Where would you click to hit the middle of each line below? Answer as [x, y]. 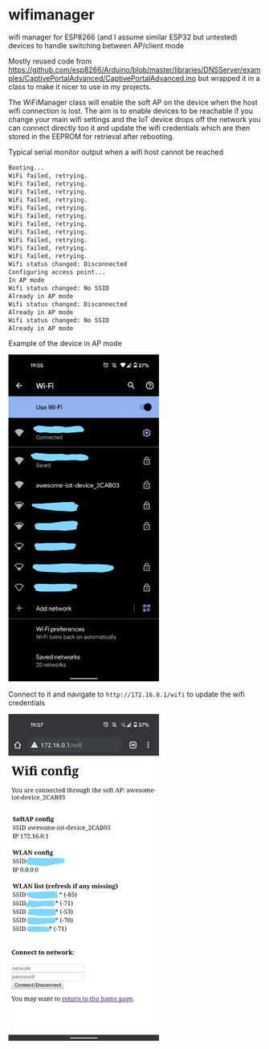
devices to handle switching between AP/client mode [96, 45]
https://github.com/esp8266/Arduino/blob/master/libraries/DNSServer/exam [134, 69]
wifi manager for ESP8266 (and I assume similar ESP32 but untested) [123, 37]
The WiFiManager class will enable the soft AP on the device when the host [133, 102]
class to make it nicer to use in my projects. [80, 87]
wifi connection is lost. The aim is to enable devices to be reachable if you [131, 111]
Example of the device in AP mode [65, 343]
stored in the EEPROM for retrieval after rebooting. [92, 136]
